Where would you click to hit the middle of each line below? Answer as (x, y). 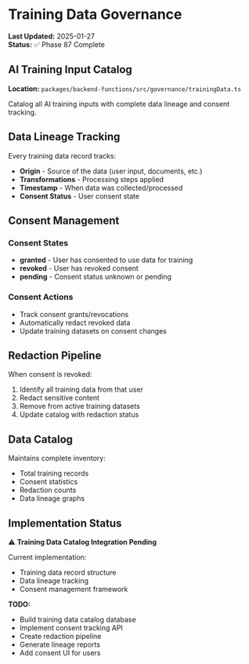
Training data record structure (68, 572)
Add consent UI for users (60, 652)
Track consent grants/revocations (74, 314)
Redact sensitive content (60, 398)
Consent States (38, 243)
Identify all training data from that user (81, 389)
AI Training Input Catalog (70, 69)
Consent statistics (49, 482)
